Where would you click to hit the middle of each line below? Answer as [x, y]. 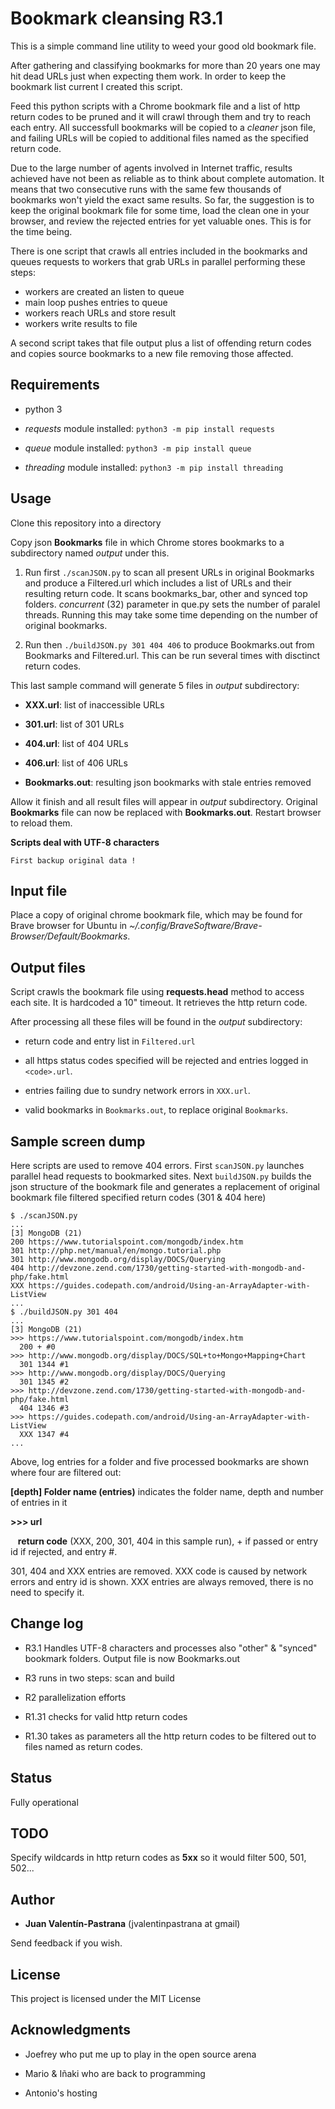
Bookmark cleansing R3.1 [117, 18]
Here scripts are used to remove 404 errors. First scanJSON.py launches [157, 1165]
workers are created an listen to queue [104, 291]
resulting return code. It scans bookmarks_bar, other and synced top [166, 593]
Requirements [55, 385]
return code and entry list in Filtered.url [110, 1041]
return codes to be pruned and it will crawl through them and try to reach [161, 116]
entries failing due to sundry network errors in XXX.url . [137, 1091]
